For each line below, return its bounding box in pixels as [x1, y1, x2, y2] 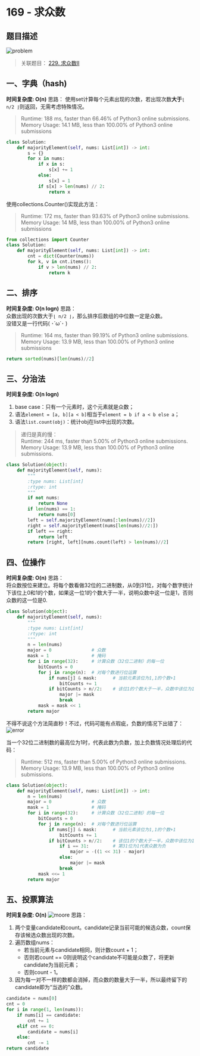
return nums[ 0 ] [37, 512, 76, 518]
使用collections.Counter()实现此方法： [6, 200, 100, 207]
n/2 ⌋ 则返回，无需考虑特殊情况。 [6, 103, 87, 110]
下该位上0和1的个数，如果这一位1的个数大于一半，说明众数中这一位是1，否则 [6, 589, 193, 597]
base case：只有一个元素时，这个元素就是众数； [14, 403, 135, 411]
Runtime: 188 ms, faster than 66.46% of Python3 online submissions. [20, 114, 190, 122]
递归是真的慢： [20, 431, 58, 438]
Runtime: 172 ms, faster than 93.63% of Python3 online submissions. [20, 212, 190, 219]
